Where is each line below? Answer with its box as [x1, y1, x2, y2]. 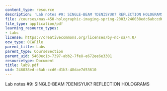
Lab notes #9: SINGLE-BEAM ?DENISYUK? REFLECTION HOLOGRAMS [5, 81, 150, 87]
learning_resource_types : [5, 26, 59, 31]
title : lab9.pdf [5, 63, 39, 68]
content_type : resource [5, 7, 55, 12]
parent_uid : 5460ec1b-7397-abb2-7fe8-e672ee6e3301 [5, 53, 112, 59]
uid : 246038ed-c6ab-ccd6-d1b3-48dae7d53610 [5, 68, 97, 73]
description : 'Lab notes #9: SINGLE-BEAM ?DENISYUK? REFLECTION [5, 12, 141, 17]
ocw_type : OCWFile [5, 40, 43, 45]
